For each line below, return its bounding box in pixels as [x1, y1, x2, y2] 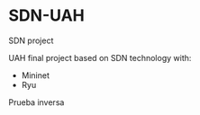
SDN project [8, 35, 54, 46]
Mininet [21, 69, 50, 81]
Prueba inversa [8, 96, 65, 108]
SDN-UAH [8, 5, 85, 26]
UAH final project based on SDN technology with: [8, 52, 192, 63]
